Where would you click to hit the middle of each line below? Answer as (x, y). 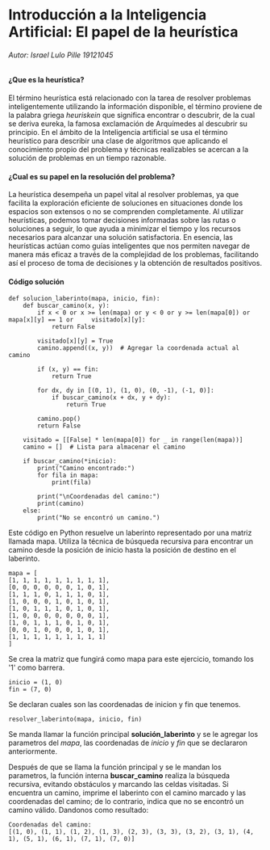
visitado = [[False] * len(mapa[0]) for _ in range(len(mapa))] (133, 440)
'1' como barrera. (37, 667)
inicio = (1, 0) (35, 683)
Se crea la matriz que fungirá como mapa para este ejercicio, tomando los (131, 659)
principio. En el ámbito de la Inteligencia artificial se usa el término (118, 132)
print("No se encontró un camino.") (99, 518)
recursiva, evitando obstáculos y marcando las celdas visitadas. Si (118, 785)
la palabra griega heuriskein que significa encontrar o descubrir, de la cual (132, 115)
